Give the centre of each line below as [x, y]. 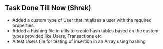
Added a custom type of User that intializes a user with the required [82, 20]
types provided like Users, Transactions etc [57, 36]
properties [23, 25]
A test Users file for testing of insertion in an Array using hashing [79, 41]
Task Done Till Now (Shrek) [48, 8]
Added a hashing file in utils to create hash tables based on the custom [85, 30]
